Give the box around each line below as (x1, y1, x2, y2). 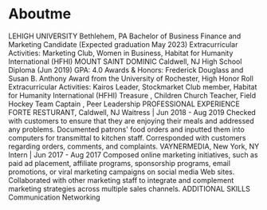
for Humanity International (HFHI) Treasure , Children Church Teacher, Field (8, 90, 257, 100)
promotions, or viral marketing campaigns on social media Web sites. (8, 167, 235, 176)
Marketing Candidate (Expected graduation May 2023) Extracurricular (8, 39, 238, 49)
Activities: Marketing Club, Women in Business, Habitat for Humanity (8, 48, 234, 57)
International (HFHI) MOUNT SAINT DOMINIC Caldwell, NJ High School (8, 57, 242, 66)
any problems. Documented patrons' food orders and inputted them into (8, 125, 245, 134)
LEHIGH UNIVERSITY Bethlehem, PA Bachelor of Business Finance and (8, 31, 241, 41)
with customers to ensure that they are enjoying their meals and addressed (8, 116, 255, 125)
